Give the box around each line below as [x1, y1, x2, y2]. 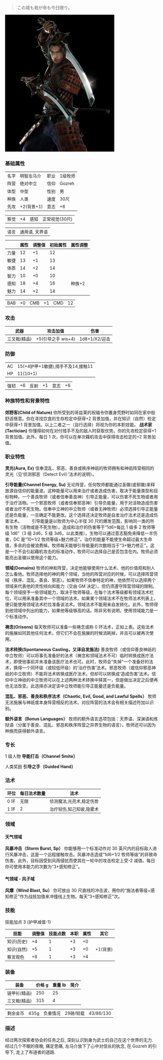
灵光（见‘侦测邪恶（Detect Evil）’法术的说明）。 [5, 471, 97, 477]
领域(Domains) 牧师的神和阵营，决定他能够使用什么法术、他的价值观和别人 [5, 565, 155, 571]
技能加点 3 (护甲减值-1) [5, 919, 51, 925]
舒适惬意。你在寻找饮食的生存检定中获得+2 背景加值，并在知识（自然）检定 [5, 416, 156, 421]
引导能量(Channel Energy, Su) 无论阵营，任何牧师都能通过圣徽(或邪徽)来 [5, 481, 151, 487]
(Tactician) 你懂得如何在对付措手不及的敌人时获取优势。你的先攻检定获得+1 [5, 428, 156, 434]
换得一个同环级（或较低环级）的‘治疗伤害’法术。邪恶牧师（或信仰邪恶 [13, 664, 152, 671]
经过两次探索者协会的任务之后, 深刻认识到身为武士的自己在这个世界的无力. [5, 1037, 154, 1043]
